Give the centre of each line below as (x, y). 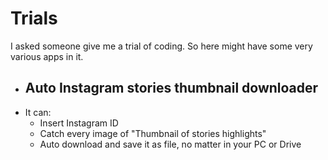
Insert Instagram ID (79, 123)
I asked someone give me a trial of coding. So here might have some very (161, 46)
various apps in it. (47, 56)
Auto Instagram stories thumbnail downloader (171, 88)
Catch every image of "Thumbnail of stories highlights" (153, 133)
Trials (34, 18)
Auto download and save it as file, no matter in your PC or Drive (170, 144)
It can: (38, 112)
